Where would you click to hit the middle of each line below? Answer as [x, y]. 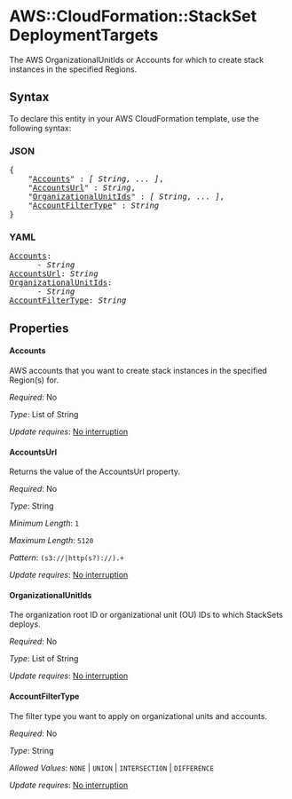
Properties [39, 328]
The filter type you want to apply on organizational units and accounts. [138, 716]
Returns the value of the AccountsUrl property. [95, 471]
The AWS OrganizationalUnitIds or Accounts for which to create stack [137, 59]
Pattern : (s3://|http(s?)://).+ [67, 558]
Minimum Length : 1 [44, 523]
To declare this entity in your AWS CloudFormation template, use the [134, 118]
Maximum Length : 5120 [51, 541]
